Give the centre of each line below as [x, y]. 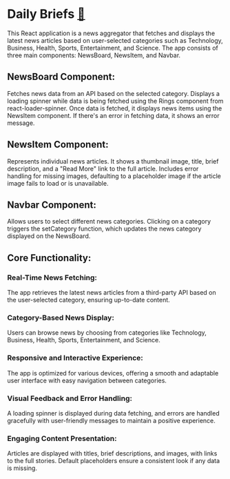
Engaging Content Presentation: [62, 438]
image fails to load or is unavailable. [58, 183]
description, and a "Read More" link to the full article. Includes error [103, 168]
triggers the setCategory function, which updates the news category [104, 229]
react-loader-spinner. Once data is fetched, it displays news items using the [115, 108]
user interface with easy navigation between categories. [87, 380]
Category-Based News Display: [61, 317]
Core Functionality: [49, 258]
